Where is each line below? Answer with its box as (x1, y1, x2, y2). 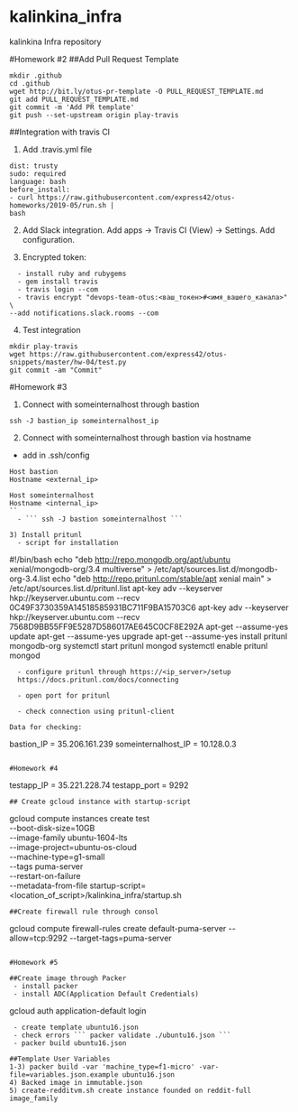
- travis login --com (17, 284, 99, 294)
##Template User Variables (9, 1054, 111, 1063)
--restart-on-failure (9, 870, 81, 881)
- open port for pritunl (17, 690, 111, 700)
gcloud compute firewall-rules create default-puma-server (9, 922, 227, 933)
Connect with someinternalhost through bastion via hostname (22, 431, 252, 443)
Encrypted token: (22, 251, 87, 263)
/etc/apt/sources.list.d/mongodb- (154, 563, 278, 574)
